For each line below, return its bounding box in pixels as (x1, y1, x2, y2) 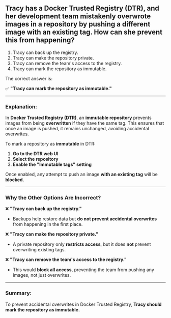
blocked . (5, 177, 24, 183)
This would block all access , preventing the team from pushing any (12, 267, 154, 273)
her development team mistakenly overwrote (5, 12, 151, 21)
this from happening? (5, 36, 75, 45)
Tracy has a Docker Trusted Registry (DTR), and (5, 4, 159, 13)
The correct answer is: (5, 75, 52, 81)
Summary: (5, 290, 32, 297)
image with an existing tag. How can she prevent (5, 28, 163, 37)
